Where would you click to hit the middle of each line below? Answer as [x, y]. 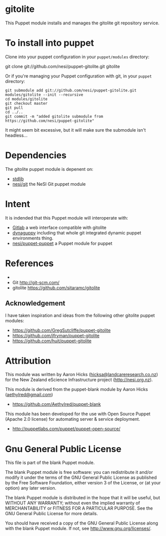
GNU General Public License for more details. [52, 514]
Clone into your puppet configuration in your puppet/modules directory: [77, 57]
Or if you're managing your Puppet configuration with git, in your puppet [79, 76]
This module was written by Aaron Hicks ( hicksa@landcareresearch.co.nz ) [82, 375]
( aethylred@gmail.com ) [29, 395]
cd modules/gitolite [27, 99]
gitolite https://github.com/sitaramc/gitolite [56, 288]
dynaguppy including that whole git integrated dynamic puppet [77, 232]
